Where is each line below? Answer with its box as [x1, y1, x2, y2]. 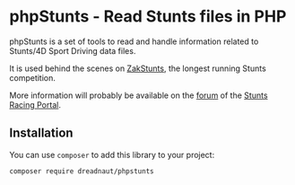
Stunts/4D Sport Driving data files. [9, 45, 136, 56]
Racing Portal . [9, 99, 61, 110]
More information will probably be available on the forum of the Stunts [9, 90, 268, 101]
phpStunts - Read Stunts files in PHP [9, 6, 287, 27]
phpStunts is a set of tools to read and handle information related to [9, 36, 259, 47]
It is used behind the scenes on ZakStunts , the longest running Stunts [9, 63, 266, 74]
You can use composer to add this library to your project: [9, 149, 215, 160]
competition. [9, 72, 56, 83]
